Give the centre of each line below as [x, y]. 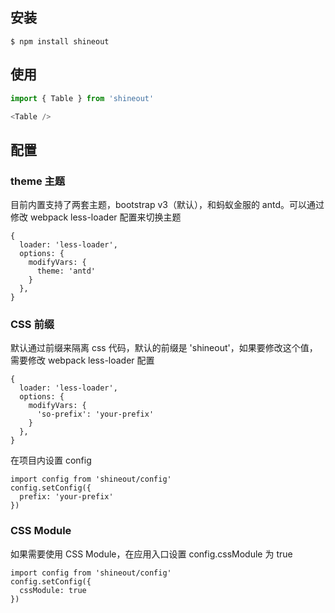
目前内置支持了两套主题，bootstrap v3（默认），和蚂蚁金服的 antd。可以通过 [167, 205]
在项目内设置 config [51, 460]
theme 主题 [38, 181]
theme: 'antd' [66, 271]
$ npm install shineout [60, 41]
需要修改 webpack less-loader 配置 [82, 360]
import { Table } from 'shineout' [82, 98]
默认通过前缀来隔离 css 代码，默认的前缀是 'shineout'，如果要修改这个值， [164, 348]
